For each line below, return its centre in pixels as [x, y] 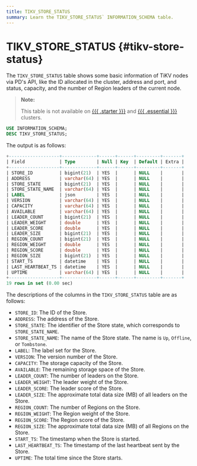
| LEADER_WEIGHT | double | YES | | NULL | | [95, 223]
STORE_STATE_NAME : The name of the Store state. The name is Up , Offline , [103, 338]
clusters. [31, 118]
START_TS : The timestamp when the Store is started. [77, 439]
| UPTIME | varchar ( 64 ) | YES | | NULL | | [95, 272]
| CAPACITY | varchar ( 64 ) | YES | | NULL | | [95, 206]
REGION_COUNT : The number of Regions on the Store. [77, 407]
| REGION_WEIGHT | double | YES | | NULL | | [95, 245]
